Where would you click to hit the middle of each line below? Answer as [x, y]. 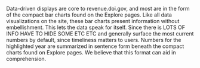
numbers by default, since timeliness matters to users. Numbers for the [94, 40]
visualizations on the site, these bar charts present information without [93, 21]
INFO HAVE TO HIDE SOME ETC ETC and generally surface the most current [100, 34]
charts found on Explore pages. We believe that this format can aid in [91, 52]
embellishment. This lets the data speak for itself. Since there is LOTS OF [96, 27]
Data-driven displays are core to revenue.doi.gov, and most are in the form [98, 9]
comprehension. [26, 59]
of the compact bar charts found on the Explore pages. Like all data [89, 15]
